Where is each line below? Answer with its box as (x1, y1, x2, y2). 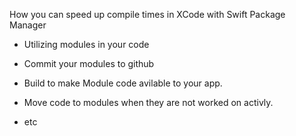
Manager (9, 19, 47, 31)
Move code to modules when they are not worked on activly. (23, 97, 274, 108)
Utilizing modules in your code (23, 39, 150, 50)
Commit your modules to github (23, 58, 155, 69)
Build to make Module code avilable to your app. (23, 77, 223, 89)
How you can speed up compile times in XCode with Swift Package (9, 9, 286, 20)
